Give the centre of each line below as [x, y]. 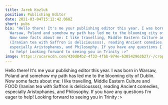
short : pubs [17, 24]
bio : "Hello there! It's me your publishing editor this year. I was [79, 28]
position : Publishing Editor [35, 14]
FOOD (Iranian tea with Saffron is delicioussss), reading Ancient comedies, [82, 86]
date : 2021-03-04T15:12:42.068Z [39, 19]
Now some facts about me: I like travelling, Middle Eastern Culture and [77, 81]
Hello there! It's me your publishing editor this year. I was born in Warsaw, [81, 70]
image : [12, 56]
